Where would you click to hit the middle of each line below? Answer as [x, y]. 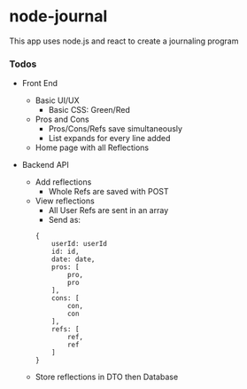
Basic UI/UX [57, 100]
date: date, [73, 259]
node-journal [58, 16]
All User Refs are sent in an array [108, 210]
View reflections [65, 201]
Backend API [45, 165]
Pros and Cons [62, 119]
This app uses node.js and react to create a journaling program [124, 41]
